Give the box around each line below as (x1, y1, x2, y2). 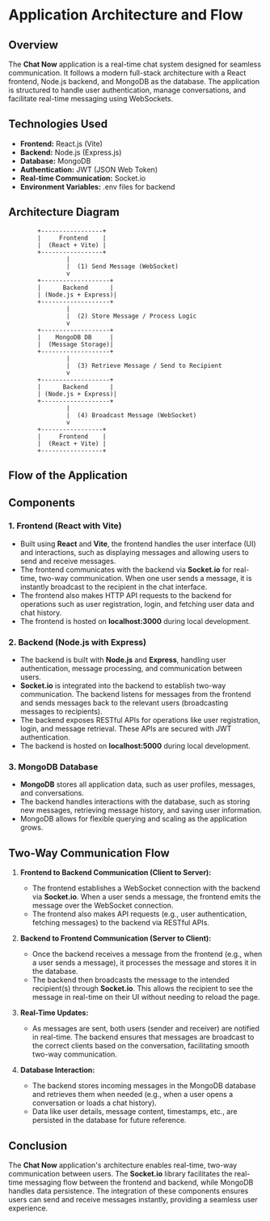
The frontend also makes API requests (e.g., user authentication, (32, 909, 247, 919)
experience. (8, 1203, 49, 1213)
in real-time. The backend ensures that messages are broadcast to (32, 1032, 255, 1042)
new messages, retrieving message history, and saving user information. (19, 805, 263, 815)
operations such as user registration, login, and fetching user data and (19, 599, 255, 608)
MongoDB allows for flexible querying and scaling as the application (19, 814, 247, 824)
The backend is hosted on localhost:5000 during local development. (19, 741, 251, 750)
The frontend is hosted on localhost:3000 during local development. (19, 616, 251, 625)
